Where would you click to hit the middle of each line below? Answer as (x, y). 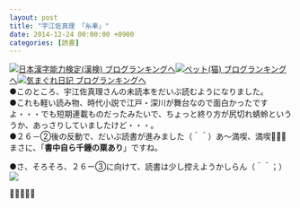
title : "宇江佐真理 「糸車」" (59, 26)
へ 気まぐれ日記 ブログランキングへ (78, 81)
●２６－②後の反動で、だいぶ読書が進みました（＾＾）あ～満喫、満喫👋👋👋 (148, 136)
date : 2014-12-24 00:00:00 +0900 (72, 34)
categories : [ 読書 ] (44, 43)
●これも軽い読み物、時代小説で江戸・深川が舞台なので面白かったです (139, 103)
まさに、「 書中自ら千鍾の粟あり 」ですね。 (86, 148)
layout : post (34, 17)
